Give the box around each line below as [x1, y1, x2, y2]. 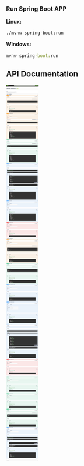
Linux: [6, 18, 22, 25]
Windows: [6, 41, 32, 48]
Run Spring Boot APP [6, 5, 67, 13]
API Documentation [6, 69, 79, 79]
